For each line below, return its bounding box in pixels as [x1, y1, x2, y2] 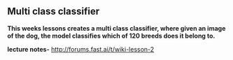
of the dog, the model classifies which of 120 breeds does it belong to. [7, 31, 216, 40]
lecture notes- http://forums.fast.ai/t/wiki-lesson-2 [7, 45, 155, 53]
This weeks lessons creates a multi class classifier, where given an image [7, 24, 226, 32]
